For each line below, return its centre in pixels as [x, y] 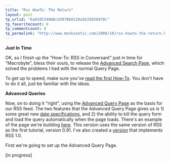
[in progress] [19, 155]
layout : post [19, 15]
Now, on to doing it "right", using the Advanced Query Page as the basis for [84, 103]
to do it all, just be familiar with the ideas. [48, 84]
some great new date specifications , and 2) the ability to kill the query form [83, 114]
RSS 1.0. [14, 135]
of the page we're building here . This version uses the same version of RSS [84, 125]
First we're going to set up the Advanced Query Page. [61, 145]
